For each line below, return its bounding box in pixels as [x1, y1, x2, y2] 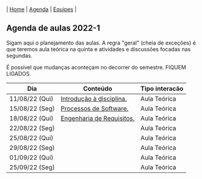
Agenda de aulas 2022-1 [6, 23, 100, 33]
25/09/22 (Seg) [9, 163, 55, 171]
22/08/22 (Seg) [9, 124, 55, 132]
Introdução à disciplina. [60, 94, 127, 102]
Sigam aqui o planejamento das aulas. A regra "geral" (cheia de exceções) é [6, 39, 197, 46]
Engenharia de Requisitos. [60, 114, 135, 122]
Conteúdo [83, 84, 112, 93]
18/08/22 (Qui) [9, 114, 54, 122]
